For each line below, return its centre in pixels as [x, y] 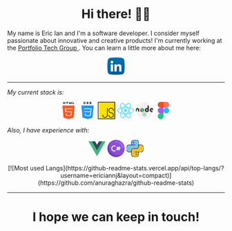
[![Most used [26, 168]
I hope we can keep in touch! [116, 217]
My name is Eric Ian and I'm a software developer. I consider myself [104, 33]
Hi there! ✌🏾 [116, 14]
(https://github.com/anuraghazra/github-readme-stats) [116, 183]
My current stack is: [36, 92]
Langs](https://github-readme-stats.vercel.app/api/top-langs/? [135, 168]
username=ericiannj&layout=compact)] [116, 175]
